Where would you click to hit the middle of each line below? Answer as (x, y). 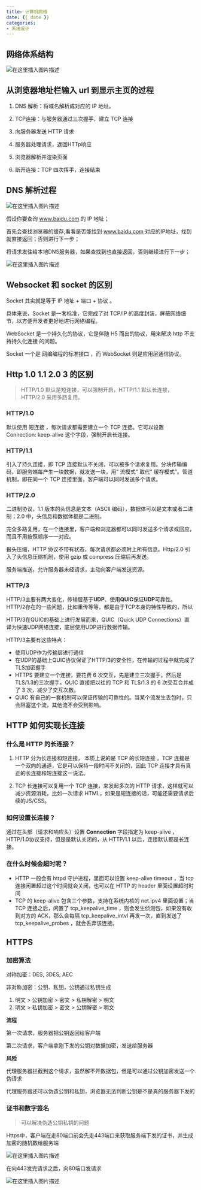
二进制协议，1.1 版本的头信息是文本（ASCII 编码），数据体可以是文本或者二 (97, 509)
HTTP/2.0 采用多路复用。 (52, 397)
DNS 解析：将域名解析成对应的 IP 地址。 (64, 106)
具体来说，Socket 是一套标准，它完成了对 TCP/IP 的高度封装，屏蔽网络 (94, 313)
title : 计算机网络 (27, 12)
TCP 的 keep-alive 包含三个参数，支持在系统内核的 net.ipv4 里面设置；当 (104, 900)
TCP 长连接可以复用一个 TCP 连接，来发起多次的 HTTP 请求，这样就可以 (104, 786)
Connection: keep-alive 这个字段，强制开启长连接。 (70, 434)
